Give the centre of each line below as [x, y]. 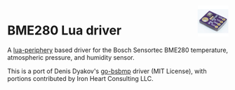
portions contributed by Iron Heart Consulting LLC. [81, 78]
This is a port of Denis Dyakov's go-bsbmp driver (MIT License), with [107, 71]
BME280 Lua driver [65, 31]
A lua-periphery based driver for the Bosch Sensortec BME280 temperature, [118, 50]
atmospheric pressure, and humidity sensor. [71, 57]
